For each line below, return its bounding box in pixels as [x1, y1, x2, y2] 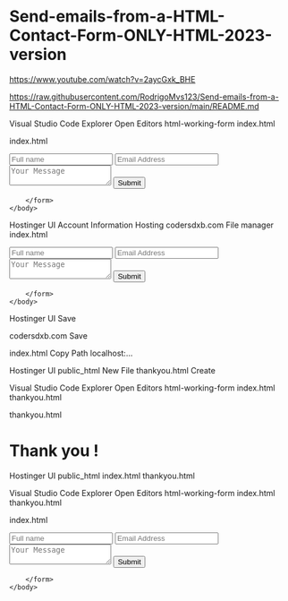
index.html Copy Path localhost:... [9, 348, 133, 358]
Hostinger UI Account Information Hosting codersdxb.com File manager [9, 219, 275, 230]
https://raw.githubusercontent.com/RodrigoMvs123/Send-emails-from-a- [9, 91, 279, 102]
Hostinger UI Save [9, 313, 76, 323]
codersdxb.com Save [9, 330, 88, 341]
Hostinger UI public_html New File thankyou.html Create [9, 365, 216, 375]
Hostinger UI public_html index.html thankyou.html [9, 470, 195, 481]
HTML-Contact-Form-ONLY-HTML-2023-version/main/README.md [9, 100, 259, 111]
